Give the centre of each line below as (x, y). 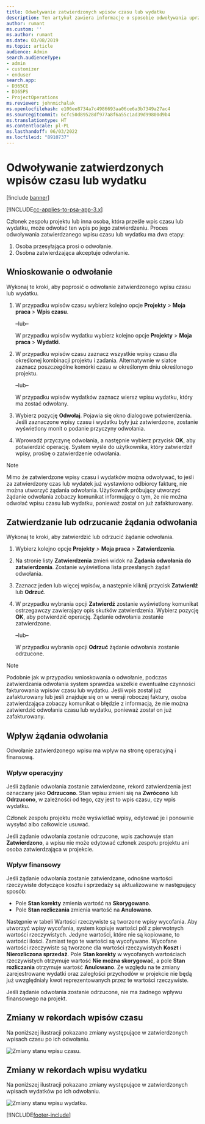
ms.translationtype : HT (37, 120)
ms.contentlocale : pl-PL (38, 126)
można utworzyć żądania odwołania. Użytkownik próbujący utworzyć (94, 490)
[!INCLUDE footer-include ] (39, 1115)
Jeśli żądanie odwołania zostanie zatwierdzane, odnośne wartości (89, 878)
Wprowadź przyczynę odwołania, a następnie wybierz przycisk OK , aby (105, 440)
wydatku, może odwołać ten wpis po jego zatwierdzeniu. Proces (87, 228)
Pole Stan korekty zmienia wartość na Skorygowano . (83, 903)
